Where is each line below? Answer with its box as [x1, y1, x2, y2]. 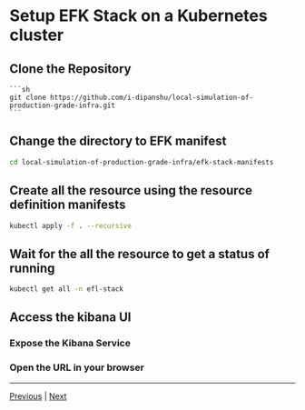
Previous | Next [9, 390, 67, 401]
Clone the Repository [9, 61, 132, 76]
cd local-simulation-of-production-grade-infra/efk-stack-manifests [9, 157, 274, 166]
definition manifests [9, 197, 126, 213]
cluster [9, 25, 64, 45]
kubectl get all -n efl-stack [9, 285, 124, 294]
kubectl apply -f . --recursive [9, 221, 132, 230]
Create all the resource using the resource [9, 183, 252, 198]
